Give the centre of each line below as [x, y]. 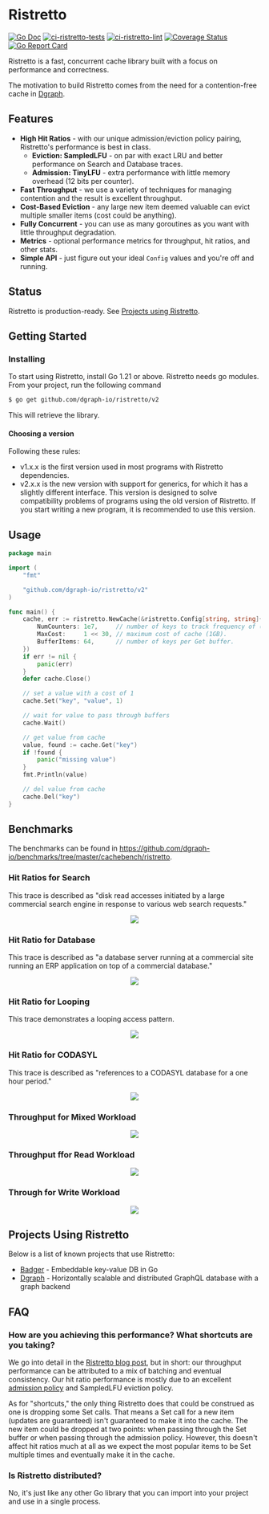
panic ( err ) [55, 664]
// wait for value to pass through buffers [96, 716]
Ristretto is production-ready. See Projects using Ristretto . [104, 311]
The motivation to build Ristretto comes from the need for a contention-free [133, 85]
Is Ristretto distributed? [55, 1475]
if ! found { [42, 753]
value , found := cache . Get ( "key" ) [80, 745]
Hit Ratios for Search [49, 878]
